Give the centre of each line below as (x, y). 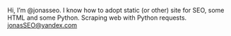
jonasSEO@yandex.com (42, 25)
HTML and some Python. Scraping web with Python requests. (97, 18)
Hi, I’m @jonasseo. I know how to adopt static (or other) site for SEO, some (116, 10)
